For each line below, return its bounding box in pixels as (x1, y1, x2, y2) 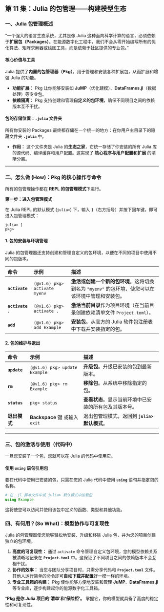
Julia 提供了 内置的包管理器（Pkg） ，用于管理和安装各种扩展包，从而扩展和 (5, 68, 154, 74)
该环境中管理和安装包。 (71, 293, 125, 299)
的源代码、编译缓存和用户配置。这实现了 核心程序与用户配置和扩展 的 (12, 150, 152, 156)
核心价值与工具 (5, 57, 35, 63)
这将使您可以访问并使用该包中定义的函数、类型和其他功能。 (5, 507, 125, 513)
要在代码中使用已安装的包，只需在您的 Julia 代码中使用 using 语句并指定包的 (5, 477, 159, 483)
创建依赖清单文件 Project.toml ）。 (76, 309, 154, 316)
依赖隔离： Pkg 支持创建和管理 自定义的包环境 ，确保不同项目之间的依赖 (12, 97, 155, 103)
